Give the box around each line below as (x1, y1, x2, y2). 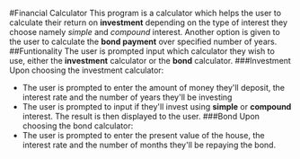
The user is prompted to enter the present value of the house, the (22, 130, 265, 140)
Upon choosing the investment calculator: (9, 65, 164, 75)
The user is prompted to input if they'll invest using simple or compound (22, 102, 292, 111)
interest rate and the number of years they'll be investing (22, 92, 233, 102)
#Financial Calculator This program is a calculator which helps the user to (9, 8, 281, 18)
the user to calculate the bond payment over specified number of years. (9, 36, 278, 47)
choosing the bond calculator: (22, 120, 134, 131)
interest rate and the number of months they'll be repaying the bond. (22, 139, 277, 150)
